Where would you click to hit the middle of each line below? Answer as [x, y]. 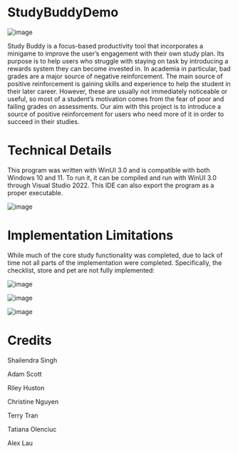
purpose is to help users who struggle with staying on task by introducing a [118, 61]
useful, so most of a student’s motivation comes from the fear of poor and [116, 99]
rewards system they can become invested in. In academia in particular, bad [119, 68]
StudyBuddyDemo [63, 12]
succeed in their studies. [43, 121]
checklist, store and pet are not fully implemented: [81, 270]
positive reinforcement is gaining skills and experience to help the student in [119, 83]
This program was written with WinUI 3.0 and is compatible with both [109, 170]
